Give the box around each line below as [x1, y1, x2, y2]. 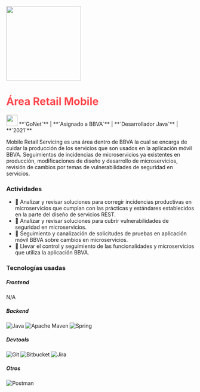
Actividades [6, 185, 42, 193]
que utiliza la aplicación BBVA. [14, 249, 90, 256]
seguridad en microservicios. [14, 223, 87, 231]
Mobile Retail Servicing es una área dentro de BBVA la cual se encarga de [6, 138, 187, 145]
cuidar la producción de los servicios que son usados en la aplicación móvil [6, 144, 192, 151]
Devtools [6, 336, 29, 343]
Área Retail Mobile [6, 95, 99, 108]
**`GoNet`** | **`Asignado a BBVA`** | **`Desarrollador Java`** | [19, 120, 179, 127]
